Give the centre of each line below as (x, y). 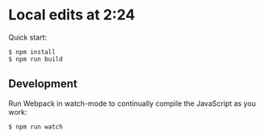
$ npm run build (36, 59)
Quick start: (27, 37)
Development (43, 84)
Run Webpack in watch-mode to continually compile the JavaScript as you (132, 103)
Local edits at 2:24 (72, 15)
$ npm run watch (36, 127)
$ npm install (32, 52)
